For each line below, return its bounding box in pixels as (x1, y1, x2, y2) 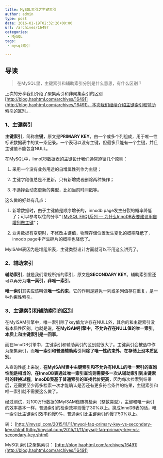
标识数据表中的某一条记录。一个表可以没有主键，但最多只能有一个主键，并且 (5, 139, 158, 145)
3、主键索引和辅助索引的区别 (5, 307, 73, 314)
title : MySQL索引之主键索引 (5, 7, 57, 12)
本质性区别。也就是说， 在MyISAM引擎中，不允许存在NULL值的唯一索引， (9, 325, 157, 331)
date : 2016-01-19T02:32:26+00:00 (5, 20, 73, 26)
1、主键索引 (5, 121, 33, 128)
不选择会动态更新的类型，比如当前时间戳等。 (12, 187, 102, 192)
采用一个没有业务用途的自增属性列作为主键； (12, 166, 102, 172)
